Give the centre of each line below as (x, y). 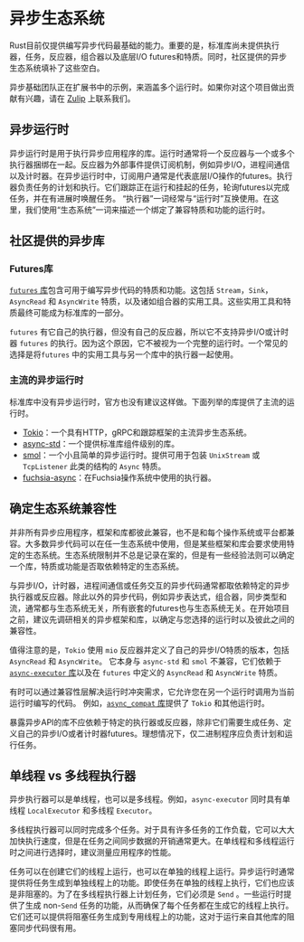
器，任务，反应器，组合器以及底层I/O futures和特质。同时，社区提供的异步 (148, 56)
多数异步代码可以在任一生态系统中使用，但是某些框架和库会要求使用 (160, 543)
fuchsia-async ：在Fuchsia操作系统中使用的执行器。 (119, 477)
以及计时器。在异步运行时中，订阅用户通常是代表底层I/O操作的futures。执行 (151, 175)
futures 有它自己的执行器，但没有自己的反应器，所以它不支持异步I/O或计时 (149, 332)
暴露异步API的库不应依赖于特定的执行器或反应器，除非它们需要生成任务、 (147, 722)
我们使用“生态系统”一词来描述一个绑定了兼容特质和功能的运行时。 (147, 210)
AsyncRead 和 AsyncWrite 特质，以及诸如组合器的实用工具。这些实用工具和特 (150, 301)
